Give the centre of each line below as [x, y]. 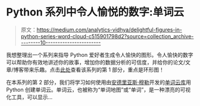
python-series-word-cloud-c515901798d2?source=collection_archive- [107, 36]
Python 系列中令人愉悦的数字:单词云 [95, 12]
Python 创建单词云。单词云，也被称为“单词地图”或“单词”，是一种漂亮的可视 [99, 89]
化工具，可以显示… [29, 97]
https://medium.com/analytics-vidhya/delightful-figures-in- [110, 30]
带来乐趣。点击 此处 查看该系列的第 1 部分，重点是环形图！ [94, 69]
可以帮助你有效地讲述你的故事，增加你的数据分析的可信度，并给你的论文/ [96, 62]
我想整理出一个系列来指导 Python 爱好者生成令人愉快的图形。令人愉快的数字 [100, 54]
